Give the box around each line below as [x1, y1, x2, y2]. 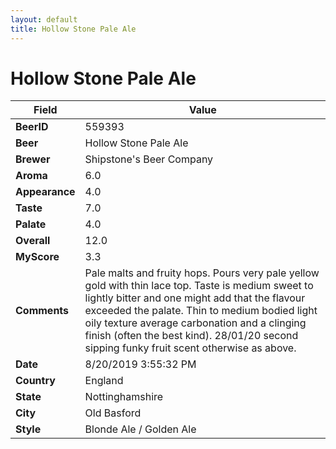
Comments [15, 304, 70, 318]
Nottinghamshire [84, 390, 164, 404]
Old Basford [84, 406, 142, 420]
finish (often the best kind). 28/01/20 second [84, 329, 299, 343]
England [84, 374, 124, 388]
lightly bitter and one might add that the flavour [84, 291, 306, 305]
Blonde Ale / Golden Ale [84, 422, 197, 436]
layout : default [10, 14, 78, 25]
